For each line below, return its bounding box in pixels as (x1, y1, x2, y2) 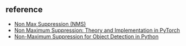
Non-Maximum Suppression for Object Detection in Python (14, 32, 159, 40)
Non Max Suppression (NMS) (14, 20, 86, 27)
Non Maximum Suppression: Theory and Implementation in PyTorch (14, 27, 180, 34)
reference (5, 5, 43, 15)
